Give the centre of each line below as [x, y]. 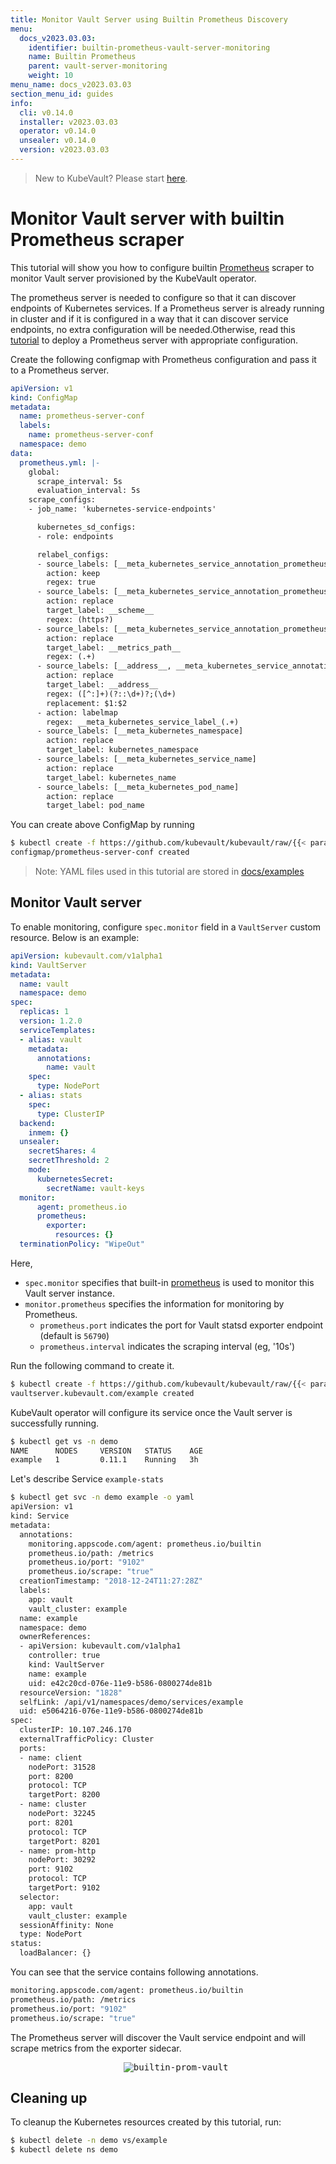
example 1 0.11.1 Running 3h [104, 1460]
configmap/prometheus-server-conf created [100, 852]
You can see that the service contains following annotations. [134, 1972]
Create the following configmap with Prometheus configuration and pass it [163, 359]
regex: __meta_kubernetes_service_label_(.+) [143, 722]
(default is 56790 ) [74, 1335]
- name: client [51, 1757]
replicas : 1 [44, 1012]
